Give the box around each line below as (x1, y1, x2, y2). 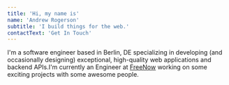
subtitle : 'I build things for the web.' (7, 23, 130, 30)
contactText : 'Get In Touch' (7, 29, 92, 37)
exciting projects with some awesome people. (7, 70, 140, 79)
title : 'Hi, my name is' (7, 10, 80, 17)
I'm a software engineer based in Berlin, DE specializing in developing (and (7, 48, 223, 57)
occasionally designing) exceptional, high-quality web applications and (7, 56, 212, 64)
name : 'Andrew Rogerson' (7, 17, 80, 23)
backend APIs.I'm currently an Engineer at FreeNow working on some (7, 63, 207, 71)
